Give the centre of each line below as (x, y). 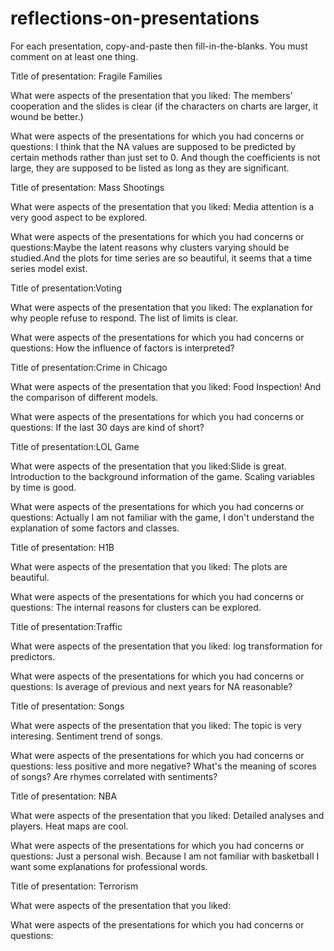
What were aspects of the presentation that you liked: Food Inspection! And (166, 386)
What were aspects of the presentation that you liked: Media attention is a (162, 206)
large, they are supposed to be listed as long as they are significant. (150, 168)
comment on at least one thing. (74, 56)
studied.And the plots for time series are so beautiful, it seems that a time (161, 258)
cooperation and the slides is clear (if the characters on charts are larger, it (164, 106)
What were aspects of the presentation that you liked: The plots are (149, 566)
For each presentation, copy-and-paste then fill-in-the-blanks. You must (159, 46)
